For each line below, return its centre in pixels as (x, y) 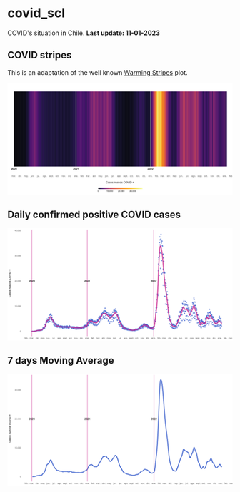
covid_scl (36, 13)
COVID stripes (40, 55)
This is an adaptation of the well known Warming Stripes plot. (97, 72)
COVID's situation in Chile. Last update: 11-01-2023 (84, 33)
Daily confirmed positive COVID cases (94, 215)
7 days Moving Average (61, 360)
